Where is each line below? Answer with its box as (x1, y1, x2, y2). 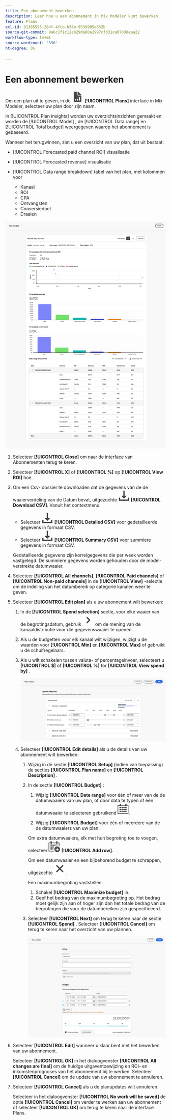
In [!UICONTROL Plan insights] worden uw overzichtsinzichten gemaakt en (5, 113, 162, 119)
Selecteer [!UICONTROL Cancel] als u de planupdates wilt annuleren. (12, 1084, 159, 1090)
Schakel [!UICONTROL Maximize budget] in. (35, 889, 130, 895)
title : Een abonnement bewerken (5, 8, 74, 13)
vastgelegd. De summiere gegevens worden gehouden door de (12, 557, 146, 564)
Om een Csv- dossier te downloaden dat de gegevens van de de (12, 484, 149, 491)
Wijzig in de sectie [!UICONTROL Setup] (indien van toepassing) (27, 761, 163, 767)
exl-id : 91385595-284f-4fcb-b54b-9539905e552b (5, 24, 106, 30)
